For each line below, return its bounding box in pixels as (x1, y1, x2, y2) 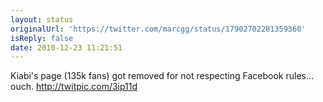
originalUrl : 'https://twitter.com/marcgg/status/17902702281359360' (10, 24, 307, 34)
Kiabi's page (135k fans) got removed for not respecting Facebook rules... (10, 70, 315, 82)
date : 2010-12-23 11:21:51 (10, 42, 123, 53)
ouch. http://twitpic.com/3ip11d (10, 81, 138, 93)
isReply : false (10, 33, 74, 43)
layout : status (10, 14, 74, 25)
